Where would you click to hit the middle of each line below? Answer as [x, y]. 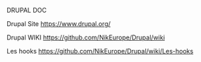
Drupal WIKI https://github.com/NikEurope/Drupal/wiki [86, 37]
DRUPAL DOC [27, 10]
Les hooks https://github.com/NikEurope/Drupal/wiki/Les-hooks [100, 51]
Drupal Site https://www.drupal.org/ [59, 24]
